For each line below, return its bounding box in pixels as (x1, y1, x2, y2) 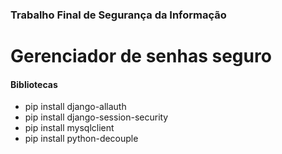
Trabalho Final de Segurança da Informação (10, 8, 227, 22)
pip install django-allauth (24, 101, 127, 113)
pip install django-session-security (24, 111, 169, 123)
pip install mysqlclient (24, 122, 115, 134)
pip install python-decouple (24, 133, 139, 145)
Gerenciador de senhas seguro (10, 45, 272, 68)
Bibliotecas (10, 78, 58, 90)
